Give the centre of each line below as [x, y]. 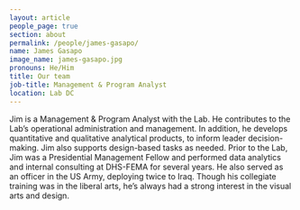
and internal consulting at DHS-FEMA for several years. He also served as [146, 167]
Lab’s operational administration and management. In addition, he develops [149, 128]
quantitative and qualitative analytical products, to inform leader [127, 138]
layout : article [40, 18]
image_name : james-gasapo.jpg [66, 59]
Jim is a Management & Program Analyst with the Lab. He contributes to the [150, 119]
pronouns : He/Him [42, 68]
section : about [38, 34]
